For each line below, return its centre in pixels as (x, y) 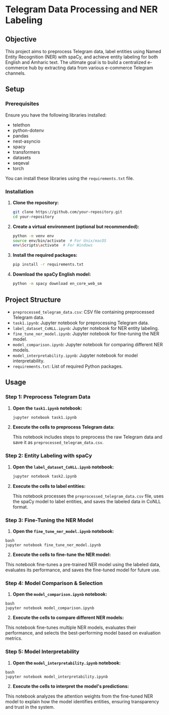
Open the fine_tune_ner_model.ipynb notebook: (63, 531)
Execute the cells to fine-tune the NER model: (62, 554)
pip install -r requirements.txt (48, 264)
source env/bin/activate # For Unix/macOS (60, 241)
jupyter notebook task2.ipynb (45, 476)
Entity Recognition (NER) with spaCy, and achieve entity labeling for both (82, 57)
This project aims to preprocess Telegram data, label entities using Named (83, 51)
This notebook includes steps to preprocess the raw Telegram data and (88, 437)
